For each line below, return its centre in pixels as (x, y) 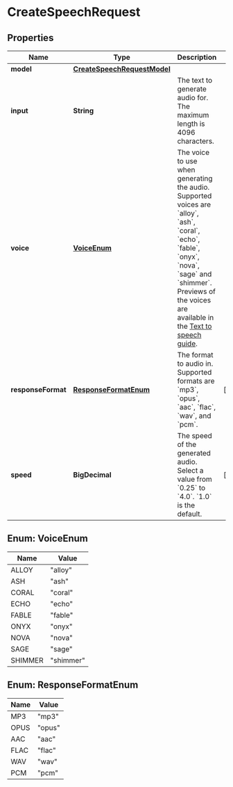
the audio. (193, 187)
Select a (190, 470)
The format (195, 355)
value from (195, 479)
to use (187, 161)
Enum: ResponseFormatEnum (73, 685)
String (84, 111)
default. (190, 514)
